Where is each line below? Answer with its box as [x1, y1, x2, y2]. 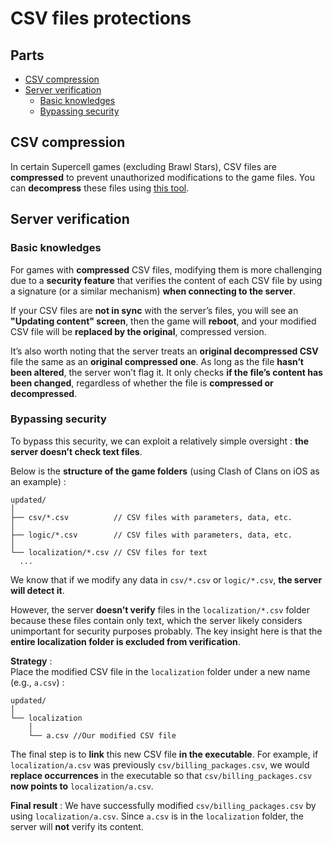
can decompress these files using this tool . [10, 182, 190, 194]
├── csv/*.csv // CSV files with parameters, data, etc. [10, 512, 293, 522]
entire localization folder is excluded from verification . [10, 635, 241, 647]
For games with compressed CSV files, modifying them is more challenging [10, 263, 323, 276]
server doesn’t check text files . [10, 445, 143, 457]
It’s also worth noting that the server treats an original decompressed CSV [10, 345, 319, 357]
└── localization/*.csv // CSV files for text [10, 547, 208, 557]
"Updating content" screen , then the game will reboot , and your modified [10, 315, 317, 327]
